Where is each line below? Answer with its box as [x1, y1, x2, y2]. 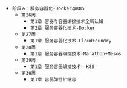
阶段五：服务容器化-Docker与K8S [11, 5, 85, 12]
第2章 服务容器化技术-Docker [30, 25, 96, 31]
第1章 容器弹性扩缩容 [30, 76, 77, 83]
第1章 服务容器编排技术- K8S [30, 64, 95, 70]
